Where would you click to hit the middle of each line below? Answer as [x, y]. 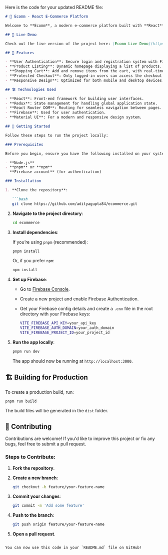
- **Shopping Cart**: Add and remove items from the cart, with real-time [85, 71]
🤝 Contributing [28, 426]
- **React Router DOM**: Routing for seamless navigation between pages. [84, 108]
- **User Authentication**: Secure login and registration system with [81, 62]
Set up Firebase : [30, 280]
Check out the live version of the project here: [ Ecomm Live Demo [77, 44]
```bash [20, 199]
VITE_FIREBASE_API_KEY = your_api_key [58, 323]
